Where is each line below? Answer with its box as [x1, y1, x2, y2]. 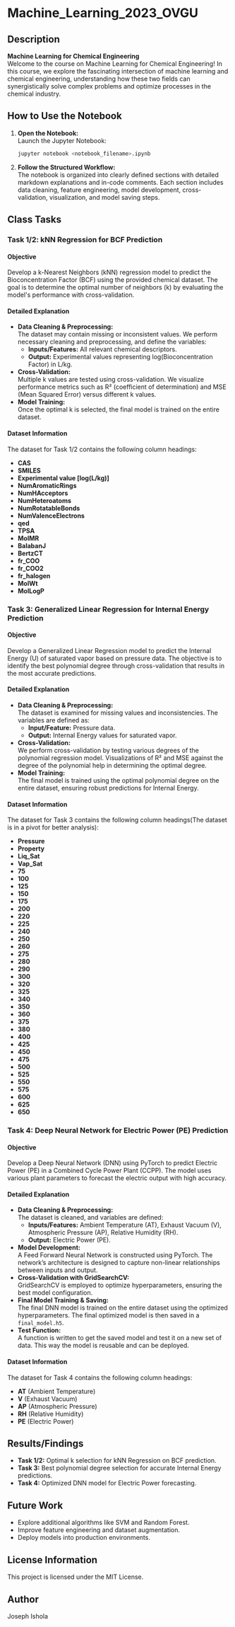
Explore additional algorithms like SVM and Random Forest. [17, 1518, 190, 1527]
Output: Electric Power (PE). [28, 1236, 111, 1245]
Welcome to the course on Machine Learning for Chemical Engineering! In [7, 59, 222, 68]
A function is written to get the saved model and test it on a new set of [17, 1334, 222, 1342]
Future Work [7, 1500, 64, 1512]
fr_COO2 [17, 564, 44, 572]
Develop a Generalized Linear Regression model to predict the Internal [7, 646, 212, 654]
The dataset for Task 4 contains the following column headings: [7, 1373, 193, 1382]
